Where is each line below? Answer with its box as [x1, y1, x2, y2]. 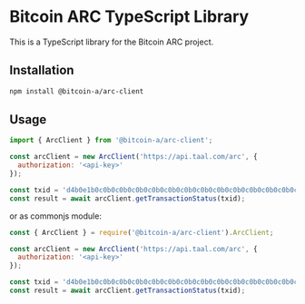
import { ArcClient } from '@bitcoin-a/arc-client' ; [9, 136, 213, 145]
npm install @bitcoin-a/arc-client [9, 86, 144, 96]
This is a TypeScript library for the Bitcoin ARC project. [9, 36, 214, 47]
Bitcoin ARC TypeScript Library [9, 6, 250, 27]
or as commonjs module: [9, 211, 103, 221]
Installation [9, 63, 74, 78]
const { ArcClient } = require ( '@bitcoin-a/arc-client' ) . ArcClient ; [9, 228, 274, 237]
